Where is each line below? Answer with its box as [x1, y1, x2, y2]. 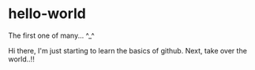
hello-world [8, 5, 87, 23]
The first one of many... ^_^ [8, 31, 95, 40]
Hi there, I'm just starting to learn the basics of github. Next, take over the [8, 46, 247, 55]
